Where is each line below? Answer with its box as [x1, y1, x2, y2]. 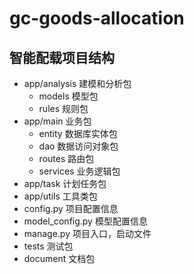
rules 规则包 [38, 103, 89, 114]
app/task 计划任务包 [23, 178, 107, 189]
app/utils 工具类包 [23, 190, 98, 202]
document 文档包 [23, 253, 96, 264]
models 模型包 [38, 90, 99, 102]
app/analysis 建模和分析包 [23, 78, 132, 89]
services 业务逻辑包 [38, 165, 121, 177]
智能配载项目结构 [9, 49, 115, 66]
